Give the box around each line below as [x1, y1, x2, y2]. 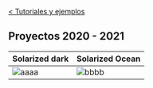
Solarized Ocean [76, 53, 141, 64]
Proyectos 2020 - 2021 [8, 29, 125, 43]
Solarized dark [12, 53, 69, 64]
